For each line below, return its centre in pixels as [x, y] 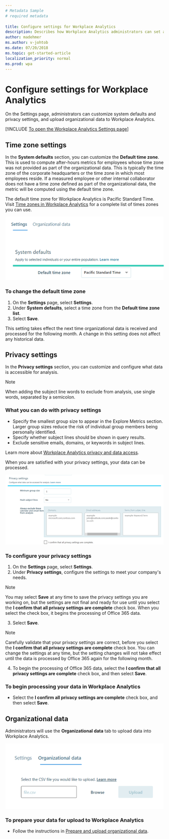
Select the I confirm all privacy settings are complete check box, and [85, 697]
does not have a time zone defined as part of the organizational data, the [81, 184]
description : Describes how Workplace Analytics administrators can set [83, 32]
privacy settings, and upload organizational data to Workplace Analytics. [80, 119]
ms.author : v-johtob [27, 43]
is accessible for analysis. [32, 372]
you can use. [19, 210]
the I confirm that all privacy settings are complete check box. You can [80, 648]
